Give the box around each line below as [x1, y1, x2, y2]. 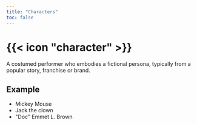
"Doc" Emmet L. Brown [15, 113, 73, 121]
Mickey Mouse [15, 100, 52, 107]
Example [6, 84, 40, 94]
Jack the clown [15, 107, 53, 114]
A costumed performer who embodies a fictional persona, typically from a [6, 60, 191, 68]
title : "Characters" [6, 8, 59, 15]
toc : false [6, 14, 34, 21]
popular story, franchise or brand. [6, 67, 91, 74]
